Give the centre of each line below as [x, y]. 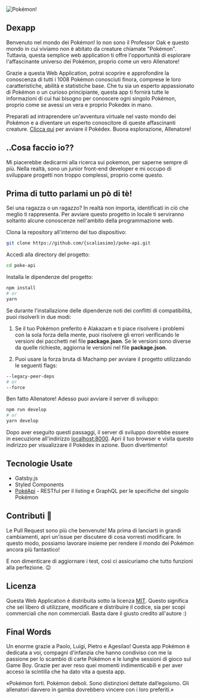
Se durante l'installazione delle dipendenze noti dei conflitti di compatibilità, [99, 310]
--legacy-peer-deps [30, 376]
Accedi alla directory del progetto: [48, 255]
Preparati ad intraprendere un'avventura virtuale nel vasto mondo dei [91, 116]
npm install [21, 288]
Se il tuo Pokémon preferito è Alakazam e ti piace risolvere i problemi [100, 328]
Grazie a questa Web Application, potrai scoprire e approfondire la [88, 73]
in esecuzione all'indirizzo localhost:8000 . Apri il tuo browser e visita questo [100, 439]
